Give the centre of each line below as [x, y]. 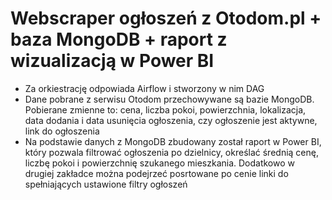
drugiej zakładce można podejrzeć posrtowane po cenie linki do [156, 173]
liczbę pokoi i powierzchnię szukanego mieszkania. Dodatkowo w [160, 163]
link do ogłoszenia [62, 131]
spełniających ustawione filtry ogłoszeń [106, 184]
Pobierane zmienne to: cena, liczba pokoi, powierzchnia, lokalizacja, [165, 109]
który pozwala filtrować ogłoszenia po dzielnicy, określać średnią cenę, [171, 152]
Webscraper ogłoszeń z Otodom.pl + [166, 18]
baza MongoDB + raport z [119, 39]
